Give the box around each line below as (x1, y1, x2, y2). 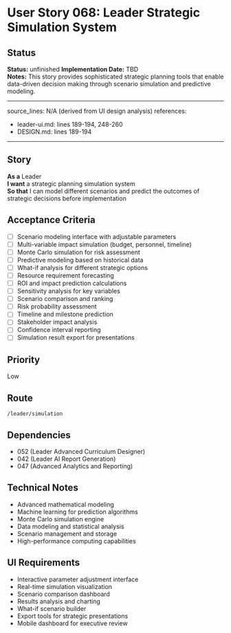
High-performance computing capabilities (16, 537, 136, 545)
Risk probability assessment (16, 302, 98, 311)
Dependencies (7, 429, 71, 441)
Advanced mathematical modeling (16, 500, 115, 508)
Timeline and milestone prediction (16, 310, 113, 318)
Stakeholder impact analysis (16, 318, 98, 326)
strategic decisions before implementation (7, 194, 127, 203)
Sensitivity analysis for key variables (16, 287, 120, 295)
